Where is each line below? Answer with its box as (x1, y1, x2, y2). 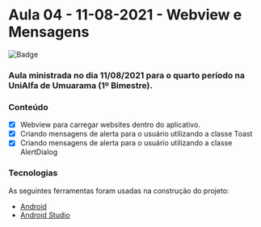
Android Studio (19, 210, 70, 220)
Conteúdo (8, 101, 48, 112)
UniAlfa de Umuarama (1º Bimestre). (8, 79, 154, 90)
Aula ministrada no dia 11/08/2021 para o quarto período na (8, 69, 245, 81)
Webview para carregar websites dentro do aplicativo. (19, 120, 200, 130)
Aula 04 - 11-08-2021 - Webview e (8, 6, 242, 24)
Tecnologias (8, 167, 58, 179)
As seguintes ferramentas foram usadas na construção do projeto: (8, 186, 229, 195)
